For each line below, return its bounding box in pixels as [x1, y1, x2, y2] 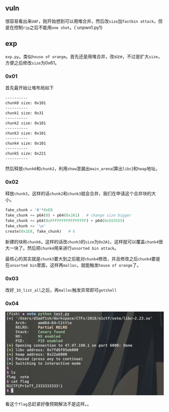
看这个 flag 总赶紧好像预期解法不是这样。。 [5, 401, 92, 407]
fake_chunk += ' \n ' [5, 223, 46, 229]
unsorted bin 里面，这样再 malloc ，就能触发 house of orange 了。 [10, 262, 142, 268]
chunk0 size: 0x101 [5, 100, 46, 106]
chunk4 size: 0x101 [5, 141, 46, 146]
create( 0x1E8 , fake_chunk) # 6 [5, 229, 75, 234]
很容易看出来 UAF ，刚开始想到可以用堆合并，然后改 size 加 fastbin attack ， [5, 18, 158, 24]
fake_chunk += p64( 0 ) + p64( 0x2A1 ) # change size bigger [5, 213, 132, 218]
